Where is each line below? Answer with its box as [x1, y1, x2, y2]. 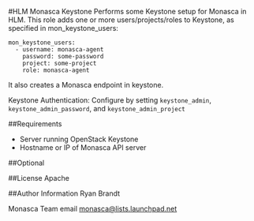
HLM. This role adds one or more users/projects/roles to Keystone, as [8, 15, 234, 24]
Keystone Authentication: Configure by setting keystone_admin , [8, 96, 211, 105]
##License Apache [8, 174, 69, 182]
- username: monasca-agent [15, 46, 104, 54]
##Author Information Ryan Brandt [8, 189, 121, 198]
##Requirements [8, 119, 62, 129]
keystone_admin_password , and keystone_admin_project [8, 104, 185, 113]
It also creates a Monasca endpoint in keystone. [8, 81, 164, 89]
